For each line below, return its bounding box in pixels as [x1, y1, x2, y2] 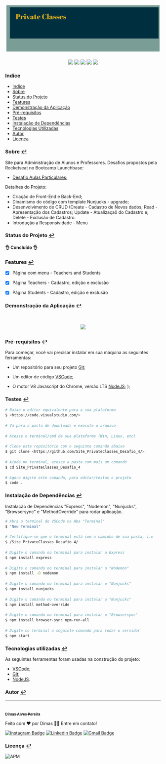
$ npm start [5, 633, 30, 638]
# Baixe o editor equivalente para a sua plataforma [5, 407, 116, 412]
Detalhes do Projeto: [5, 184, 47, 190]
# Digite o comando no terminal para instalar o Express [5, 550, 125, 555]
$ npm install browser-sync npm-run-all [5, 618, 90, 623]
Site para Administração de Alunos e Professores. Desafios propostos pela [5, 160, 157, 165]
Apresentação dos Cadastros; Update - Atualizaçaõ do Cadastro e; [12, 209, 149, 215]
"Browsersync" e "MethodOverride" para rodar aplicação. [5, 509, 123, 515]
